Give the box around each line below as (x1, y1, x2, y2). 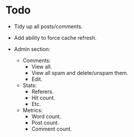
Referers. (31, 88, 54, 95)
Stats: (22, 81, 37, 88)
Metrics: (22, 107, 43, 114)
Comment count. (31, 125, 73, 132)
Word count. (31, 112, 61, 120)
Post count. (31, 119, 60, 126)
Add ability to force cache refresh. (13, 34, 97, 41)
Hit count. (31, 94, 56, 101)
